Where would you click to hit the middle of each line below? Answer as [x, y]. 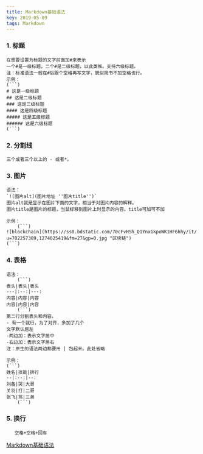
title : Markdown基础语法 [36, 12]
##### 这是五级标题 [28, 117]
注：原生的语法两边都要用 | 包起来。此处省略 [56, 349]
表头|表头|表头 [23, 286]
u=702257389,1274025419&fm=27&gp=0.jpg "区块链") [69, 238]
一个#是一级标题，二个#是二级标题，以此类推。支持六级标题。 [72, 66]
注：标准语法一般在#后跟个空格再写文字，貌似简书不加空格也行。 [75, 73]
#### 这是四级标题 [27, 110]
